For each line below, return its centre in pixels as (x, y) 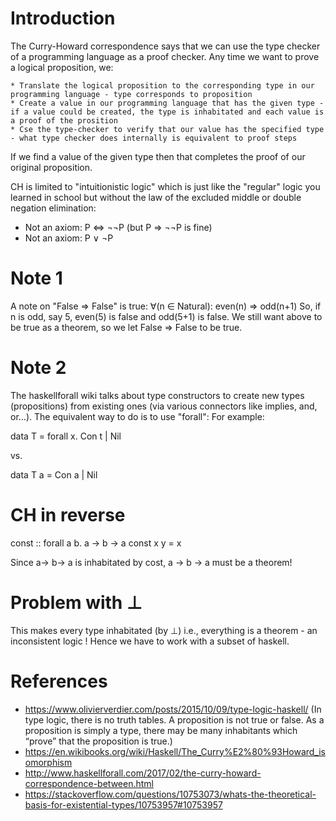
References (59, 681)
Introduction (63, 18)
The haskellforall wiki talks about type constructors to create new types (157, 395)
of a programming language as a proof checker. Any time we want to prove (165, 56)
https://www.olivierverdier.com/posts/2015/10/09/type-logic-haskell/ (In (173, 709)
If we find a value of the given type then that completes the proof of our (158, 156)
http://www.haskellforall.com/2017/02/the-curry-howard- (143, 773)
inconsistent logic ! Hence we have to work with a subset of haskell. (150, 641)
